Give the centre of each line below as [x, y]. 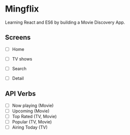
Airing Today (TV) [30, 127]
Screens [18, 37]
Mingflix [22, 9]
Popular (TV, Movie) [32, 122]
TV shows [22, 59]
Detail [18, 78]
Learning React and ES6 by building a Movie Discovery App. [65, 22]
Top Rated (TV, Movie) [34, 116]
